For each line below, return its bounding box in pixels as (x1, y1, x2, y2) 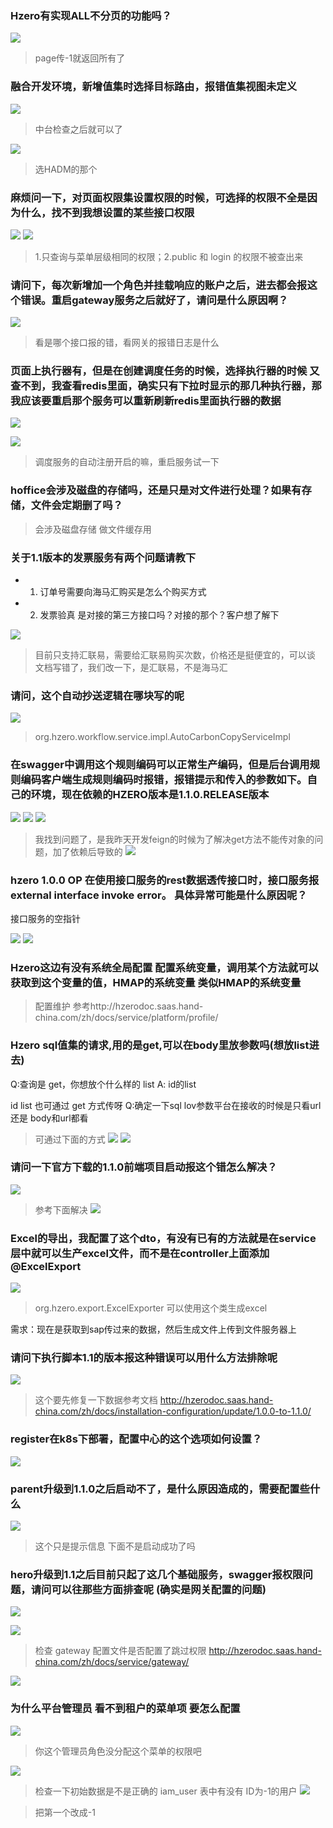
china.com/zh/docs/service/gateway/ (34, 1656, 190, 1668)
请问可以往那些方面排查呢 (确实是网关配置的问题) (30, 1582, 267, 1596)
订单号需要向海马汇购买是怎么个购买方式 (39, 586, 207, 598)
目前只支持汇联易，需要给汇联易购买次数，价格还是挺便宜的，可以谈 (34, 649, 316, 661)
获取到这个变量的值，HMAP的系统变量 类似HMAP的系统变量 (10, 975, 302, 989)
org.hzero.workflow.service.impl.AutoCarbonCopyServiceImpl (34, 731, 291, 743)
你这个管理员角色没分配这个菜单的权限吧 (34, 1745, 202, 1757)
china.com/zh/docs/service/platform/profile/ (34, 1012, 219, 1024)
